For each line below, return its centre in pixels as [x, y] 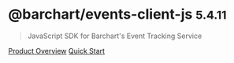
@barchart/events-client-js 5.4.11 [117, 14]
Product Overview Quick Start [56, 51]
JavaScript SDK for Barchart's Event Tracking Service [115, 36]
